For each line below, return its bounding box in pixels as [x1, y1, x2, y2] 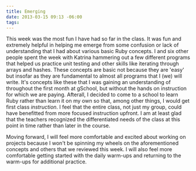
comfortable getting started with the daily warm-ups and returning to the [6, 152, 181, 159]
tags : [6, 19, 19, 25]
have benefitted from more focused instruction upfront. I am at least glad [6, 110, 182, 117]
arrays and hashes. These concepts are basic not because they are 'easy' [6, 67, 184, 74]
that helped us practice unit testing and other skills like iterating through [6, 60, 180, 67]
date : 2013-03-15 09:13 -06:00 [6, 14, 82, 20]
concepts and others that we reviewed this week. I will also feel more [6, 146, 173, 153]
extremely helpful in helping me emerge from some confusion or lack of [6, 41, 179, 48]
